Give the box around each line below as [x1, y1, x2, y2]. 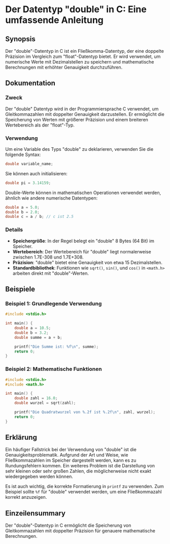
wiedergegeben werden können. [5, 473, 74, 479]
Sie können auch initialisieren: [5, 170, 67, 176]
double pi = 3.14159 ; [5, 180, 51, 185]
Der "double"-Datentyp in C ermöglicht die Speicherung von [5, 522, 131, 529]
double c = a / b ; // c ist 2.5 [5, 214, 74, 219]
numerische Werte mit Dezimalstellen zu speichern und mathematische [5, 59, 154, 65]
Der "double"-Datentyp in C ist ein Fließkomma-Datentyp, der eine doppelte [5, 48, 164, 54]
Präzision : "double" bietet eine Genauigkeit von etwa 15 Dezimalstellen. [12, 259, 163, 265]
